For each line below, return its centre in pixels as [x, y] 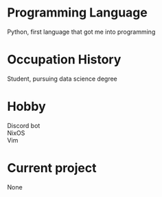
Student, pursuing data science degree [62, 79]
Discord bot [24, 125]
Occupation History [64, 60]
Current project [52, 168]
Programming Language [77, 13]
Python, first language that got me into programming [81, 32]
